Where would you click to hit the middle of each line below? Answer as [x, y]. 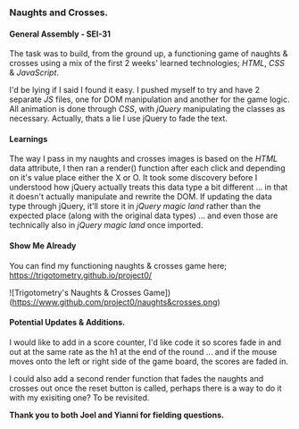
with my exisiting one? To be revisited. [79, 397]
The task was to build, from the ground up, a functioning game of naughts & [149, 54]
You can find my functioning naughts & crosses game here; [118, 265]
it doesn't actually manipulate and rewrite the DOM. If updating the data [141, 197]
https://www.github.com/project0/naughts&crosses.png [115, 302]
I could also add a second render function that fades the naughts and [137, 378]
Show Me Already [43, 245]
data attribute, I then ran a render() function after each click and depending [147, 168]
